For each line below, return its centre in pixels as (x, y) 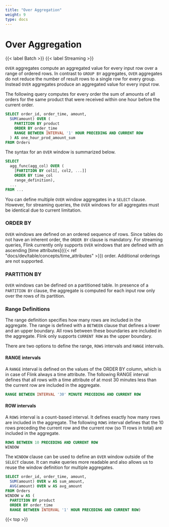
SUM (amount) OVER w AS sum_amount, (47, 481)
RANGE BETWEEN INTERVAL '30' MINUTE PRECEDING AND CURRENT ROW (73, 394)
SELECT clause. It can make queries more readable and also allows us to (79, 462)
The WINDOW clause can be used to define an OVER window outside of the (79, 457)
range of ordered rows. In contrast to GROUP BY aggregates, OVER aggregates (84, 73)
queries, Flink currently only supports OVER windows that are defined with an (84, 245)
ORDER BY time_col (34, 176)
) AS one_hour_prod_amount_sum (43, 138)
